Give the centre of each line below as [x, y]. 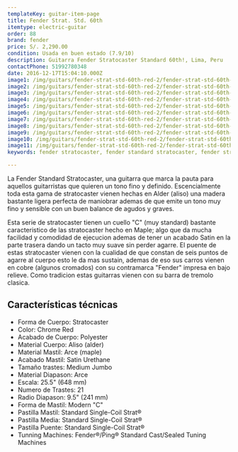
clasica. [19, 283]
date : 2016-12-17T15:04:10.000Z [55, 73]
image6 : [19, 113]
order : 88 [22, 34]
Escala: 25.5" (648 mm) [52, 382]
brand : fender [28, 40]
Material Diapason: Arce [53, 374]
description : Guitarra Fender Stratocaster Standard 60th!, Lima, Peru [115, 60]
